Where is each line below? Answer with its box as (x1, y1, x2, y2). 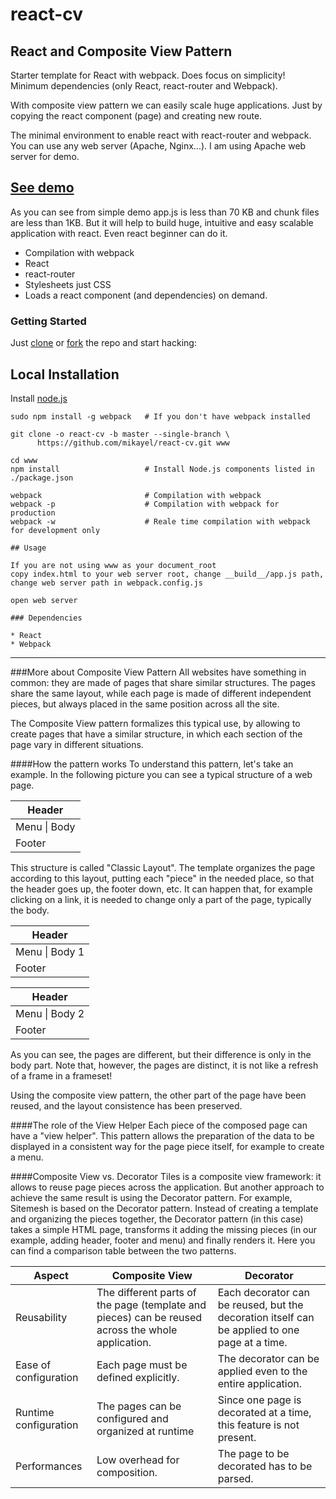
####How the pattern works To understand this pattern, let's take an (10, 758, 294, 770)
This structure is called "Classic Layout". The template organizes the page (10, 861, 316, 873)
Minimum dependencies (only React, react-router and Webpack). (10, 80, 278, 92)
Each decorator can (217, 1285, 310, 1299)
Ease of (15, 1358, 52, 1372)
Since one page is (217, 1393, 302, 1407)
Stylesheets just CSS (24, 278, 112, 290)
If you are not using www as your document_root (10, 560, 217, 570)
